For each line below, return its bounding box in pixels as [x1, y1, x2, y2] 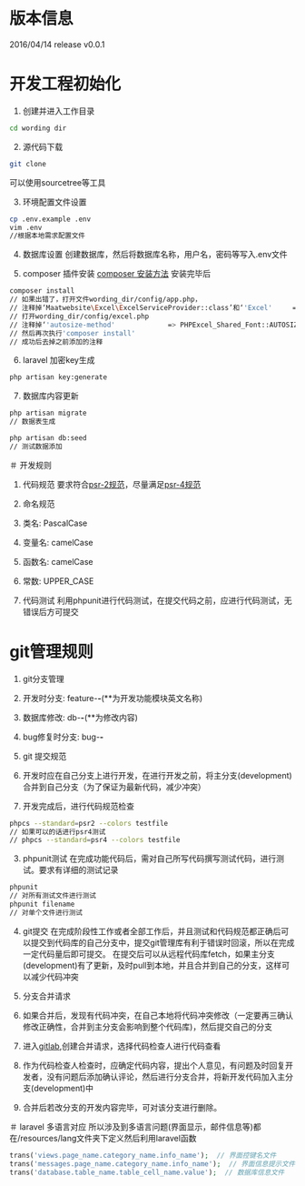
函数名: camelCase [22, 556, 93, 567]
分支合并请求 [22, 990, 71, 1001]
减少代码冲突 [30, 970, 79, 982]
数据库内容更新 [22, 390, 79, 401]
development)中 [33, 1082, 93, 1093]
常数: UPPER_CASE [22, 575, 94, 587]
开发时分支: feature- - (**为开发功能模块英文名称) [22, 692, 203, 703]
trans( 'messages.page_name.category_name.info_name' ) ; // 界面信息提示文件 [9, 1159, 296, 1169]
